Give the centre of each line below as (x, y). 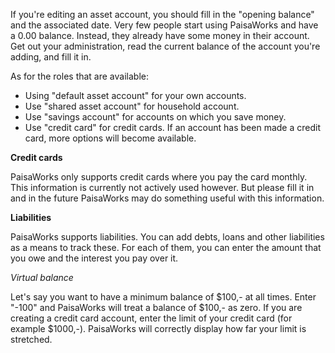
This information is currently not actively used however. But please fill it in (162, 187)
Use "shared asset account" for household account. (132, 106)
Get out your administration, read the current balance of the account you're (165, 46)
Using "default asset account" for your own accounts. (135, 95)
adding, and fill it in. (51, 57)
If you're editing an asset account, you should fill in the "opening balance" (162, 14)
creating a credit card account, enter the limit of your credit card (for (151, 318)
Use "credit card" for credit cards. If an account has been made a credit (172, 127)
